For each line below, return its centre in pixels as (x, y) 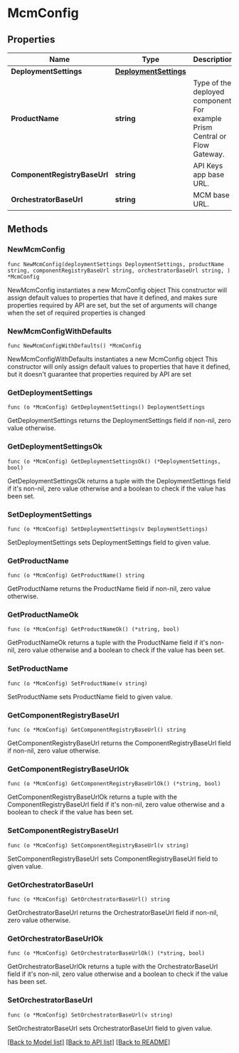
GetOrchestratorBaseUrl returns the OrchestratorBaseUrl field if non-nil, (113, 912)
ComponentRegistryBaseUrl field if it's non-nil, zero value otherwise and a (116, 805)
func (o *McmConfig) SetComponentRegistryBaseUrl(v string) (99, 845)
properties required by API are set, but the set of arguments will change (112, 305)
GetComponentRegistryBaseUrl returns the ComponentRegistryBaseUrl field (119, 743)
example (207, 119)
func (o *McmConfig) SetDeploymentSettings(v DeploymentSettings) (108, 529)
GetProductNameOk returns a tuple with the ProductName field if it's (108, 643)
